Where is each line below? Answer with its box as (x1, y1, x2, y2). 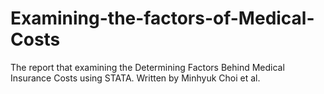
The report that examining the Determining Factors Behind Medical (10, 61, 285, 73)
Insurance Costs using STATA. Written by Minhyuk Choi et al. (10, 72, 261, 84)
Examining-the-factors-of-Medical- (10, 7, 315, 30)
